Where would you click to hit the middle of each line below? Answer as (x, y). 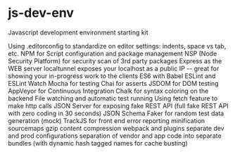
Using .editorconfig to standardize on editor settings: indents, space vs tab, (117, 46)
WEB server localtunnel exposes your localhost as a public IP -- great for (114, 68)
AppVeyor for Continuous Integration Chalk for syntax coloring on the (108, 91)
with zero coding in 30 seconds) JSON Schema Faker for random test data (116, 113)
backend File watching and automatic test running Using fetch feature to (113, 98)
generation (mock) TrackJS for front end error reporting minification (107, 120)
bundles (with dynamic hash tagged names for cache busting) (98, 143)
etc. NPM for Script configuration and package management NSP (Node (113, 53)
